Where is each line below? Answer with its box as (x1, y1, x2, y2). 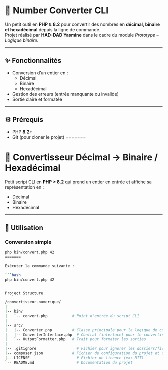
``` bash (5, 272, 21, 277)
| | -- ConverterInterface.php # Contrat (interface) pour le (5, 332, 142, 337)
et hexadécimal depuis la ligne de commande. (5, 26, 101, 32)
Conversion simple (5, 238, 52, 245)
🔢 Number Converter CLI (5, 5, 109, 16)
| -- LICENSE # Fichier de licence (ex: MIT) (5, 355, 144, 360)
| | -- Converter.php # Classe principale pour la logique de (5, 327, 157, 332)
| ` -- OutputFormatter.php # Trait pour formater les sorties (5, 337, 146, 342)
